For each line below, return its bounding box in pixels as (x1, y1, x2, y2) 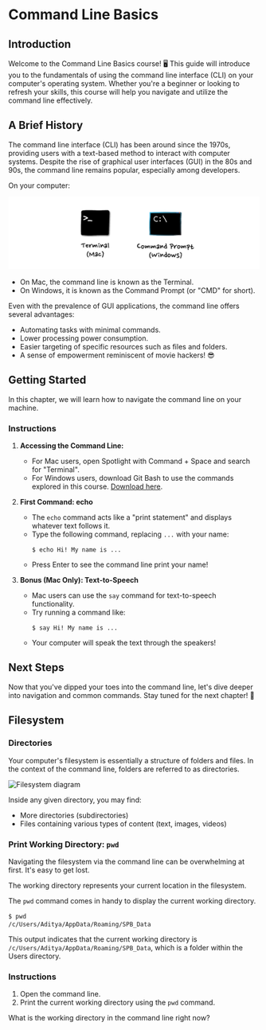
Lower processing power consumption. (19, 333, 149, 343)
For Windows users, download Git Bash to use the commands (31, 474, 234, 483)
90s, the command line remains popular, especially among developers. (8, 165, 241, 174)
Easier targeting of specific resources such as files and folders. (19, 341, 228, 351)
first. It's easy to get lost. (8, 865, 90, 875)
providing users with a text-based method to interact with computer (8, 148, 231, 158)
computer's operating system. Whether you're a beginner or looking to (8, 79, 241, 88)
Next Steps (8, 661, 65, 674)
